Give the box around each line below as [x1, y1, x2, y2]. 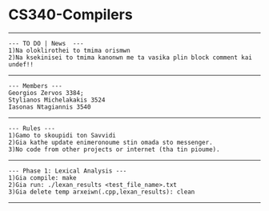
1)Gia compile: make [8, 173, 78, 181]
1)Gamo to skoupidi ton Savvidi [8, 131, 116, 139]
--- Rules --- [8, 124, 56, 133]
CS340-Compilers [8, 6, 134, 24]
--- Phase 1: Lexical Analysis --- [8, 166, 127, 175]
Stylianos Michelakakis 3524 [8, 96, 106, 104]
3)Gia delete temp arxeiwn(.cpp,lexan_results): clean [8, 188, 195, 196]
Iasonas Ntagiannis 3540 [8, 102, 91, 111]
